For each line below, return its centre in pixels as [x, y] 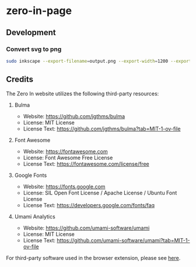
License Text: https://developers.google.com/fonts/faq [89, 205]
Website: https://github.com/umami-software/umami [86, 228]
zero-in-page [39, 11]
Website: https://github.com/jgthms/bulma [74, 116]
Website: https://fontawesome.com [65, 151]
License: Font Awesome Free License [68, 158]
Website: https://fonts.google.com [64, 186]
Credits [20, 79]
